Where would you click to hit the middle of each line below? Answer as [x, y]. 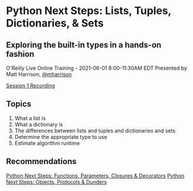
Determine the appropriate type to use [61, 137]
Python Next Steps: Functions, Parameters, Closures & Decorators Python [95, 175]
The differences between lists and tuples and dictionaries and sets [95, 131]
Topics [19, 104]
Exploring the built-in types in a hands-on [84, 45]
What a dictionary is [39, 124]
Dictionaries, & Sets [55, 23]
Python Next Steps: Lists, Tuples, [89, 11]
